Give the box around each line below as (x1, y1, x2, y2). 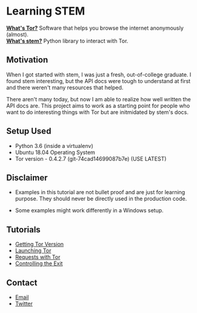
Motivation (6, 55, 48, 65)
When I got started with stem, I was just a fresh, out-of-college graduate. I (6, 71, 192, 78)
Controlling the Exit (15, 260, 63, 268)
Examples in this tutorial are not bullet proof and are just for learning (15, 189, 185, 196)
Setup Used (6, 126, 52, 136)
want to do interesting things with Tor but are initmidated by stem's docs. (6, 108, 189, 116)
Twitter (15, 300, 33, 307)
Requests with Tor (15, 254, 61, 261)
